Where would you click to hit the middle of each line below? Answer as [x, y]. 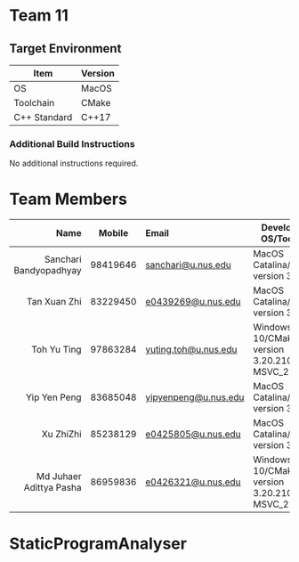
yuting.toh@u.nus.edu [191, 350]
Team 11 [39, 16]
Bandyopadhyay [48, 271]
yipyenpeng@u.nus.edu [195, 397]
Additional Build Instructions [72, 143]
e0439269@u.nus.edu [194, 302]
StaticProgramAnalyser [98, 544]
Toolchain [34, 103]
